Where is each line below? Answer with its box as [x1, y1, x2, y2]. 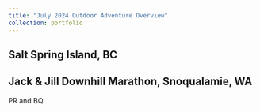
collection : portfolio [8, 19, 83, 27]
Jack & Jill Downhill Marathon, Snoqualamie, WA [8, 75, 253, 88]
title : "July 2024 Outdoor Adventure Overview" [8, 11, 169, 20]
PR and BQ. [8, 95, 45, 105]
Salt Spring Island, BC [8, 48, 117, 62]
